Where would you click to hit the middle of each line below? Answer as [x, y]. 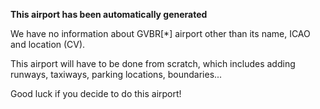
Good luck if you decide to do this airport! [96, 93]
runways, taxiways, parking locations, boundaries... [116, 74]
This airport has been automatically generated [109, 14]
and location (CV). [48, 44]
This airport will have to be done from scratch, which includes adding [153, 63]
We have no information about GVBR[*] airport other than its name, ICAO [160, 33]
